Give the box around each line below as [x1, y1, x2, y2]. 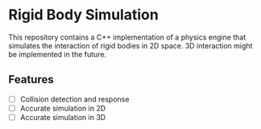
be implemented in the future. [8, 49, 107, 59]
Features [8, 73, 54, 86]
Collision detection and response [19, 94, 130, 104]
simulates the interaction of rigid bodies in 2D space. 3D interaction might [8, 40, 253, 50]
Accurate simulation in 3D [19, 112, 106, 122]
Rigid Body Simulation [8, 6, 159, 24]
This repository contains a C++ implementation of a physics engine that [8, 32, 246, 42]
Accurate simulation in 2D [19, 103, 106, 113]
